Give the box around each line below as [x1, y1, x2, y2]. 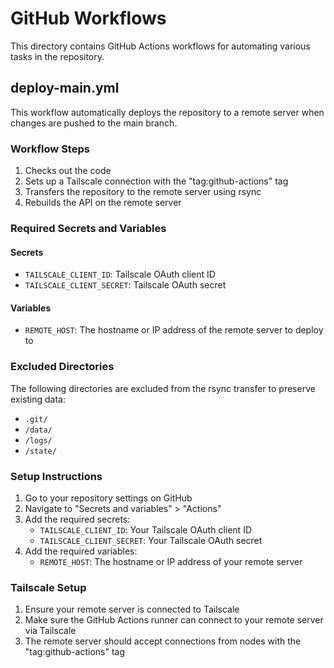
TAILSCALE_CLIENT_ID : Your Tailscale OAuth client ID [39, 523, 252, 536]
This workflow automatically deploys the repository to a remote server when [10, 106, 325, 118]
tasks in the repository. [10, 50, 105, 62]
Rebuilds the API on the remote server [24, 197, 182, 209]
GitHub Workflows [10, 7, 167, 30]
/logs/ [24, 435, 53, 446]
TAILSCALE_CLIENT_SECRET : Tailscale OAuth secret [24, 279, 227, 291]
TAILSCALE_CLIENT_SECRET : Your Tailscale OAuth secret [39, 534, 263, 546]
